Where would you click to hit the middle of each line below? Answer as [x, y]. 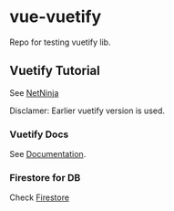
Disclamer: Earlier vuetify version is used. [87, 111]
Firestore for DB [45, 177]
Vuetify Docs [39, 134]
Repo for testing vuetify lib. [60, 42]
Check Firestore [40, 197]
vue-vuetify [56, 17]
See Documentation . [48, 154]
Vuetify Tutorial [55, 71]
